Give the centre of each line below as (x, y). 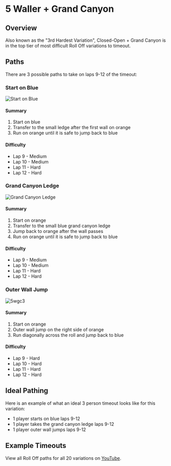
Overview (21, 28)
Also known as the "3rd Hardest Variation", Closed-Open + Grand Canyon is (85, 40)
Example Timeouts (36, 446)
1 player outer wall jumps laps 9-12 (49, 429)
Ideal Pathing (27, 391)
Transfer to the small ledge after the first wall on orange (72, 128)
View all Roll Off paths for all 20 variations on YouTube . (63, 458)
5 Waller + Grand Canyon (60, 9)
